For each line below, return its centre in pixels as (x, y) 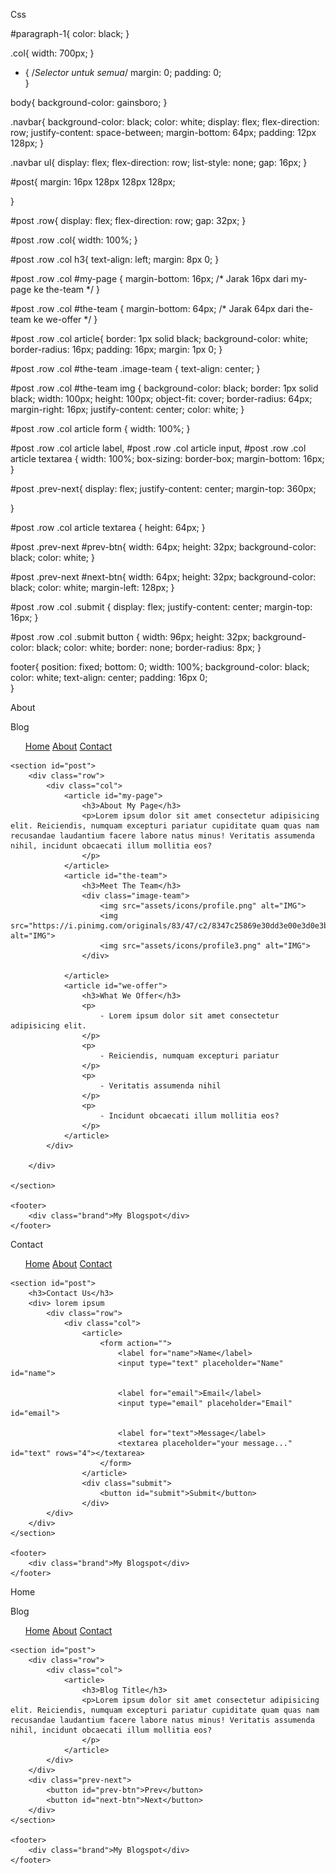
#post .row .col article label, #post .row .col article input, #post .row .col (158, 448)
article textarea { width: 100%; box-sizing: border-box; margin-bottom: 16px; (167, 458)
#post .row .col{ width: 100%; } (74, 240)
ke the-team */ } (66, 289)
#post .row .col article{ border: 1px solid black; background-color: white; (159, 338)
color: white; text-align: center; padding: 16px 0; (109, 677)
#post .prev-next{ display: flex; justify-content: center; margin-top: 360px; (163, 488)
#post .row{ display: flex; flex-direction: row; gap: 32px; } (128, 220)
